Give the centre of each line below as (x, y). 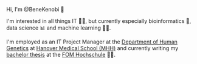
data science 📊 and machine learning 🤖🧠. (59, 28)
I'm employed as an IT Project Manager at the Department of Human (92, 42)
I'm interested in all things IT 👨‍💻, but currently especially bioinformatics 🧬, (99, 21)
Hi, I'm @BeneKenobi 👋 (35, 9)
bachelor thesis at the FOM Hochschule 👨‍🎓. (61, 55)
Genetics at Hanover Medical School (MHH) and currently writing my (92, 48)
